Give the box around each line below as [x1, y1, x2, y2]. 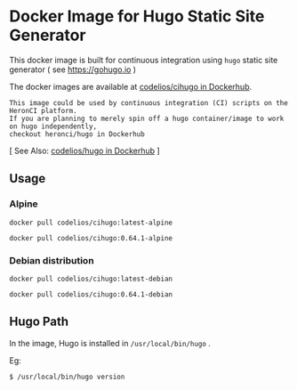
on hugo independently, [9, 122, 98, 131]
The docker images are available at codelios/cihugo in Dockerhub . [9, 81, 253, 92]
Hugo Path [9, 314, 69, 329]
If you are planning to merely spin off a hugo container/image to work [9, 114, 285, 123]
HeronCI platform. [9, 106, 77, 115]
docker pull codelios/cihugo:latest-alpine [9, 218, 173, 227]
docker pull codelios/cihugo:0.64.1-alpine [9, 233, 173, 242]
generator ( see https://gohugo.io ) [9, 64, 136, 75]
